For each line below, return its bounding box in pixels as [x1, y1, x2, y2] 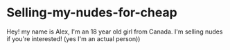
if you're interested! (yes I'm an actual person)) [6, 34, 141, 42]
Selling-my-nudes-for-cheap [6, 5, 177, 21]
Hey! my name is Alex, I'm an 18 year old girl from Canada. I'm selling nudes [6, 27, 223, 36]
